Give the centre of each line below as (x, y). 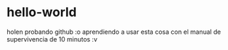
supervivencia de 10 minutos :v (52, 39)
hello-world (42, 12)
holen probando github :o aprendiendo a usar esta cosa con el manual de (114, 32)
